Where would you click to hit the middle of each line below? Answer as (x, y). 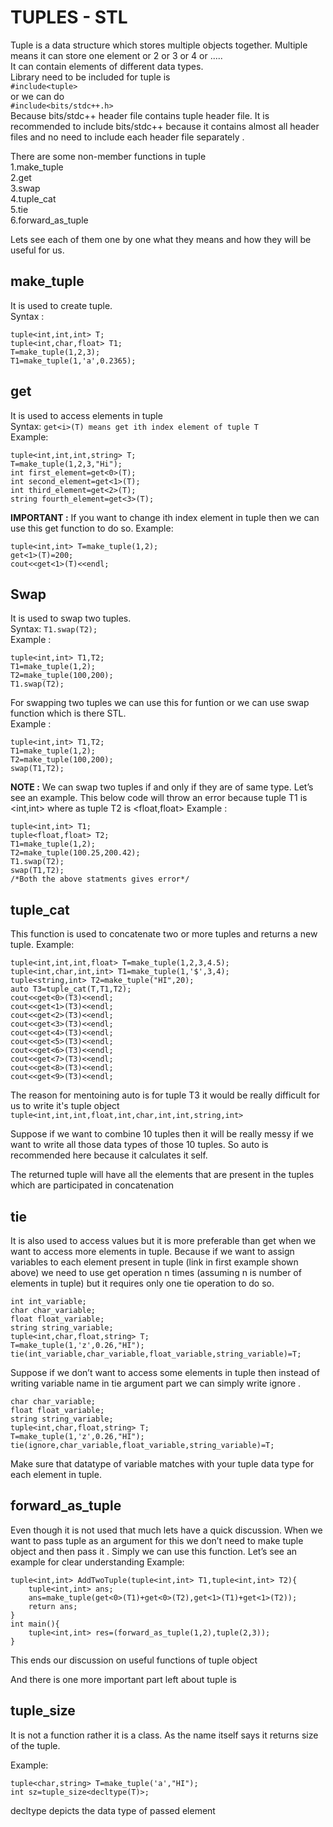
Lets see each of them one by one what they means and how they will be (161, 239)
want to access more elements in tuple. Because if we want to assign (152, 1251)
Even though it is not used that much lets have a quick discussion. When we (166, 1530)
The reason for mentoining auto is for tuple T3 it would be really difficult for (165, 1095)
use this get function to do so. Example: (92, 528)
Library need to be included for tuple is (90, 77)
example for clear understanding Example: (97, 1562)
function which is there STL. (68, 713)
